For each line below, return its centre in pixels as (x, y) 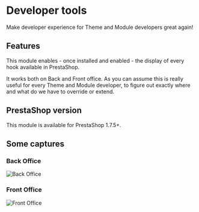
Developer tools (47, 11)
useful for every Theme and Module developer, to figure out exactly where (98, 85)
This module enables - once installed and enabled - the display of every (95, 60)
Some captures (35, 144)
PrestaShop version (44, 111)
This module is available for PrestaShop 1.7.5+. (64, 125)
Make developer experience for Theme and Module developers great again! (100, 27)
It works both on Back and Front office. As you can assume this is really (95, 78)
